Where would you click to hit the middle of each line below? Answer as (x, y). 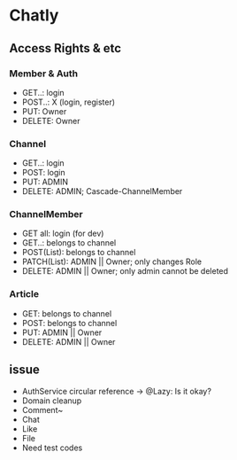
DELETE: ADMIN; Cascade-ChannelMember (102, 191)
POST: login (43, 173)
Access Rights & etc (65, 48)
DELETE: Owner (51, 121)
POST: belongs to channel (69, 323)
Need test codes (52, 448)
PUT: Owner (44, 111)
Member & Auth (43, 74)
